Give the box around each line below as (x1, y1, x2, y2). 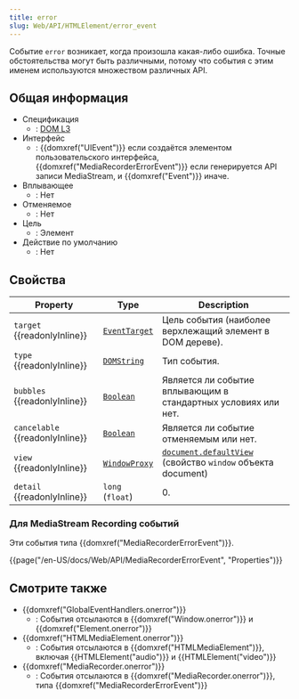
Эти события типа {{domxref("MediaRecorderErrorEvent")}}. (9, 538, 234, 549)
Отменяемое (21, 199, 72, 210)
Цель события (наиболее (161, 313, 271, 326)
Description (198, 299, 249, 312)
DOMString (102, 356, 145, 366)
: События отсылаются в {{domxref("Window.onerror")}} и (35, 614, 254, 624)
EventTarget (102, 326, 154, 337)
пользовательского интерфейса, (35, 152, 159, 163)
